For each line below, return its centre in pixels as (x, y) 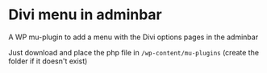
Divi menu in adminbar (86, 15)
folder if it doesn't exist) (48, 61)
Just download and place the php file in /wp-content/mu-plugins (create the (134, 52)
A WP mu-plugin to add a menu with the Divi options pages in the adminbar (133, 37)
